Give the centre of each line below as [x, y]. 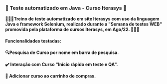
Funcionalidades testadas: [33, 41]
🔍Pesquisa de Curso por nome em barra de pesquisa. [62, 52]
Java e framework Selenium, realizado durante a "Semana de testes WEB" [84, 24]
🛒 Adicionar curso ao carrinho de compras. [51, 76]
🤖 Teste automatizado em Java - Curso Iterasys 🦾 [66, 8]
